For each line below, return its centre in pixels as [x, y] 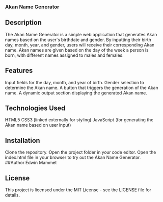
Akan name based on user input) [38, 125]
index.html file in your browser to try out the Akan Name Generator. [73, 157]
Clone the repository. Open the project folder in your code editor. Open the [81, 152]
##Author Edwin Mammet [31, 163]
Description [23, 23]
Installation [23, 140]
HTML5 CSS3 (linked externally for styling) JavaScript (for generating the [79, 120]
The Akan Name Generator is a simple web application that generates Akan [81, 34]
